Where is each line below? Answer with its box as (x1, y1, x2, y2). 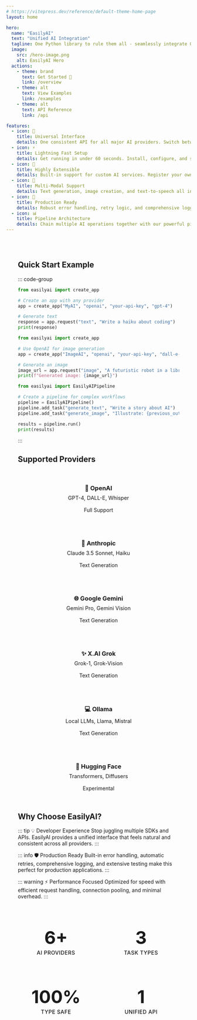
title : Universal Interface (16, 134, 85, 140)
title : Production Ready (16, 199, 77, 205)
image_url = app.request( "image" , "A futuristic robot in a (18, 367, 168, 374)
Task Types (124, 949, 158, 956)
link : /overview (21, 79, 62, 85)
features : (6, 123, 30, 129)
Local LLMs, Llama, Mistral (65, 717, 132, 724)
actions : (11, 63, 33, 69)
